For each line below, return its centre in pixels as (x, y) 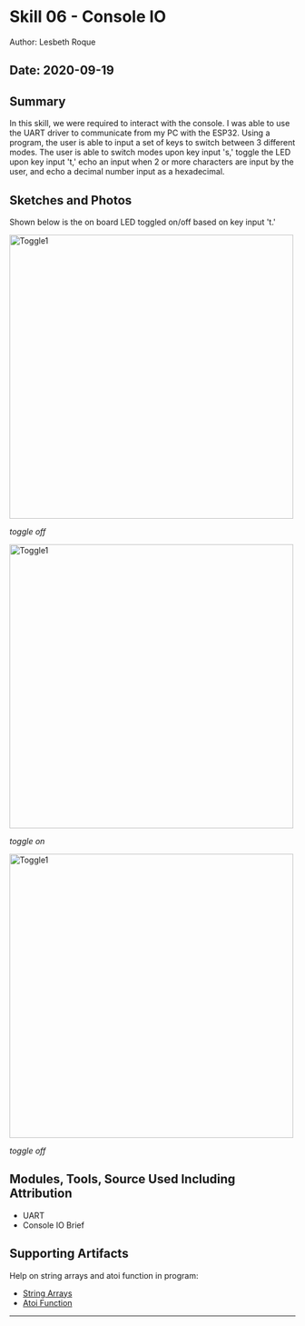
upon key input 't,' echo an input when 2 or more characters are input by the (152, 162)
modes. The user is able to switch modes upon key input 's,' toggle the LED (150, 153)
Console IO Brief (53, 1225)
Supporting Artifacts (69, 1254)
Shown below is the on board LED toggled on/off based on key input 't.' (143, 222)
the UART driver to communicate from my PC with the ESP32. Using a (140, 133)
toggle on (27, 841)
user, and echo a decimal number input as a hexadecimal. (117, 172)
